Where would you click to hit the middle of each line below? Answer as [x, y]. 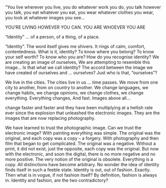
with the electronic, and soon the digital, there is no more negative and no [80, 154]
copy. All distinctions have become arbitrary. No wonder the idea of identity [82, 164]
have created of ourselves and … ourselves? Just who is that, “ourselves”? [81, 73]
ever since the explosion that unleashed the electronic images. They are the [83, 113]
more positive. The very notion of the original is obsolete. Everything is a [79, 159]
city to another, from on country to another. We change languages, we [77, 88]
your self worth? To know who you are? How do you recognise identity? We [82, 57]
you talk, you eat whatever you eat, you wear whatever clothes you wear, [80, 12]
